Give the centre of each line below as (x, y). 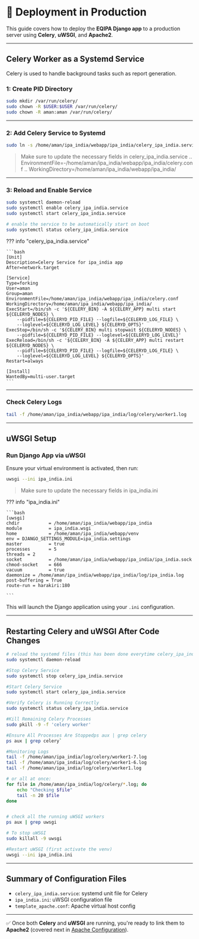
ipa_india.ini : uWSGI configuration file (63, 899)
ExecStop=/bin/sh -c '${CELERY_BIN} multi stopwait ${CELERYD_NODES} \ (96, 330)
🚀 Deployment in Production (76, 12)
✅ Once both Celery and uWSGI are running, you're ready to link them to (95, 923)
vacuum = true (36, 570)
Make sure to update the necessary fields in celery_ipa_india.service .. (106, 156)
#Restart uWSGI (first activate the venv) (59, 849)
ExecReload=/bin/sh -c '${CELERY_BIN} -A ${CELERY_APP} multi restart (95, 340)
